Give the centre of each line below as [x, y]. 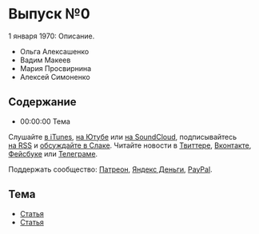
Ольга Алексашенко [54, 51]
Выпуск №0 [49, 14]
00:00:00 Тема [45, 121]
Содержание [43, 102]
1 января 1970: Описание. [52, 36]
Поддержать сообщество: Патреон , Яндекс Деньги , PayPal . [111, 169]
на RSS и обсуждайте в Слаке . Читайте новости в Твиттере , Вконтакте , [130, 145]
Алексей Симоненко [55, 77]
